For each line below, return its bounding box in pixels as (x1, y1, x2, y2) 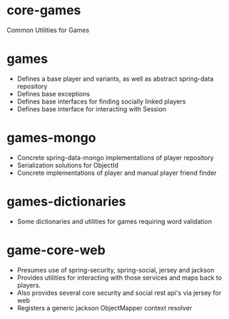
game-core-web (6, 242, 106, 258)
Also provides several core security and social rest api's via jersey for (16, 288, 222, 297)
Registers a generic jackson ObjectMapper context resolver (16, 303, 193, 312)
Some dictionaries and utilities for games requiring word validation (16, 217, 212, 226)
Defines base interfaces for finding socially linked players (16, 97, 186, 106)
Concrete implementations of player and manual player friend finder (16, 168, 217, 177)
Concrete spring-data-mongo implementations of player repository (16, 153, 214, 162)
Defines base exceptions (16, 89, 91, 98)
